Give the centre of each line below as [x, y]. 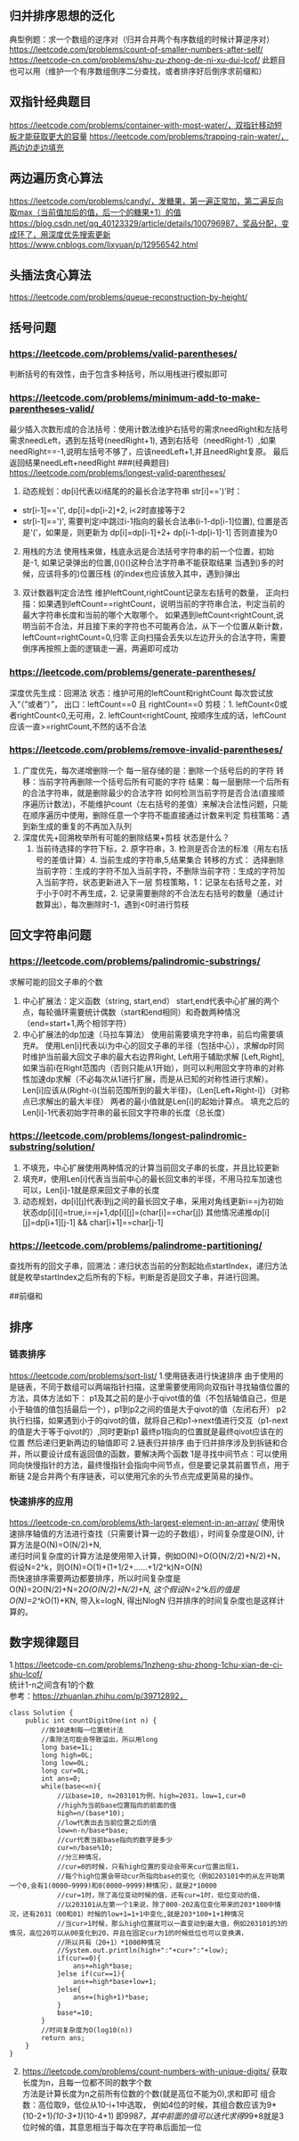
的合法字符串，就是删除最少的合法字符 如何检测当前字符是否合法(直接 [149, 793]
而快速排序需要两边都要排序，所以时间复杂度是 [95, 1579]
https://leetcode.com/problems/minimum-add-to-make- [135, 397]
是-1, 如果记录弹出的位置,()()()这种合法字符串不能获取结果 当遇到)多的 [149, 563]
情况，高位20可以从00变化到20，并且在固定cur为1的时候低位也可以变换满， [129, 1933]
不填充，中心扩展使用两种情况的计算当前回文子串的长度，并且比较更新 [151, 1167]
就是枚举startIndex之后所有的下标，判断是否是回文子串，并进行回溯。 [137, 1277]
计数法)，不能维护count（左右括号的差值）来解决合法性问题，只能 [167, 804]
